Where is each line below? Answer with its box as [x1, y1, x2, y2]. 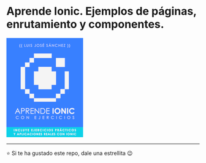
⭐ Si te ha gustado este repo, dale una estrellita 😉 [6, 149, 133, 157]
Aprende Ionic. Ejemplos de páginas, [6, 4, 197, 18]
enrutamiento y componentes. [6, 17, 164, 31]
